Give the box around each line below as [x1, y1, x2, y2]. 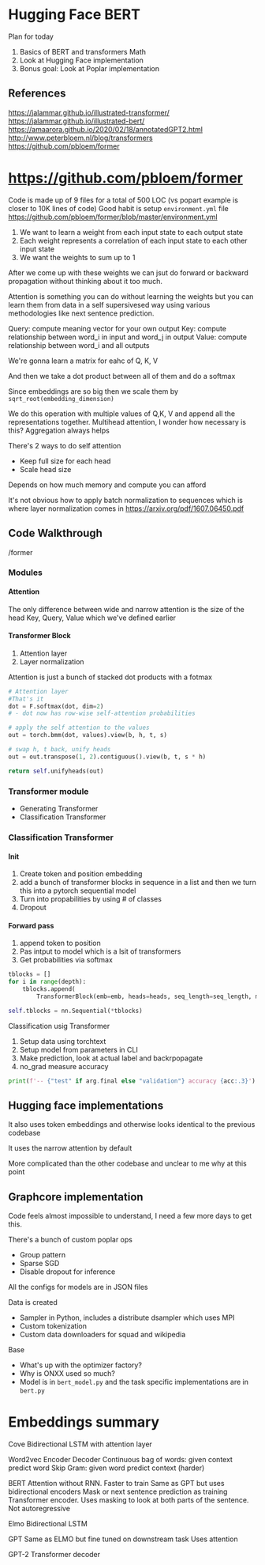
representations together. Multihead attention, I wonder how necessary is [8, 417, 247, 426]
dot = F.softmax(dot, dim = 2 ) [8, 702, 104, 710]
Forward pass [8, 920, 54, 930]
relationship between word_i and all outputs [8, 340, 150, 350]
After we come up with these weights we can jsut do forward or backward [8, 267, 248, 278]
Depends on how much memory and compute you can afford [8, 480, 207, 490]
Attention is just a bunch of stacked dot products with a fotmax [8, 672, 213, 682]
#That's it [8, 694, 44, 703]
